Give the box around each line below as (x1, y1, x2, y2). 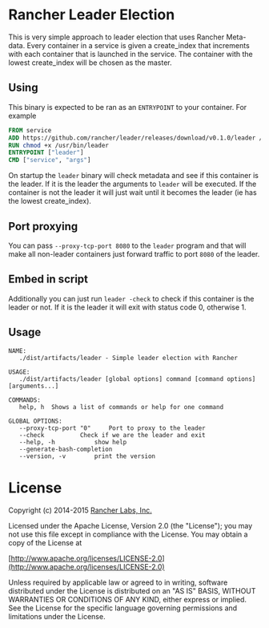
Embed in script (8, 273, 88, 286)
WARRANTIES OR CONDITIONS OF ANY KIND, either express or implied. (8, 594, 247, 604)
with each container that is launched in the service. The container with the (8, 49, 254, 59)
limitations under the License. (8, 611, 106, 621)
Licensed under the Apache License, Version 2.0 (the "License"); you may (8, 521, 253, 530)
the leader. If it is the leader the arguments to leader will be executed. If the (8, 179, 257, 189)
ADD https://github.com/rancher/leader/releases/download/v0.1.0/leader (8, 134, 256, 142)
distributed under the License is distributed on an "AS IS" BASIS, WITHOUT (8, 585, 256, 595)
